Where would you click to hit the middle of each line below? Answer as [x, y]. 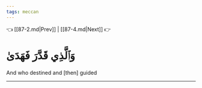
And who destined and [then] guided [52, 72]
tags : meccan [23, 12]
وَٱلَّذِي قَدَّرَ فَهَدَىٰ [41, 55]
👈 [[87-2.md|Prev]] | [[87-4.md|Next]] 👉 [59, 29]
